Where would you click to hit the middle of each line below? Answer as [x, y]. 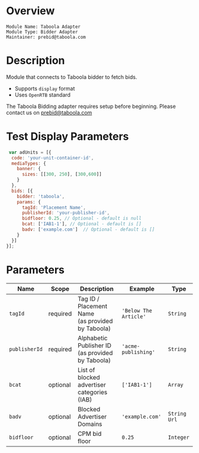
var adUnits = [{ [30, 152]
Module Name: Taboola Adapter [44, 27]
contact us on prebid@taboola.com [49, 112]
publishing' [139, 352]
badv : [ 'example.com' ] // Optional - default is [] [88, 229]
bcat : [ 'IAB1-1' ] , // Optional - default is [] [82, 224]
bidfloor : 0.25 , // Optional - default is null [82, 218]
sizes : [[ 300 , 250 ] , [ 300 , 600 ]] [62, 174]
